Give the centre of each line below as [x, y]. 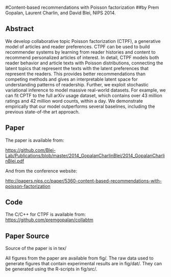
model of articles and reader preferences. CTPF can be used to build [78, 47]
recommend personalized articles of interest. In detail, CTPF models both [82, 57]
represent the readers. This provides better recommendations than [75, 74]
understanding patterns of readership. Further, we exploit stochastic [77, 84]
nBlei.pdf [15, 161]
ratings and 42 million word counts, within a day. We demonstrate [74, 101]
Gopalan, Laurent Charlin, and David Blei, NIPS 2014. [60, 13]
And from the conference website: [41, 171]
